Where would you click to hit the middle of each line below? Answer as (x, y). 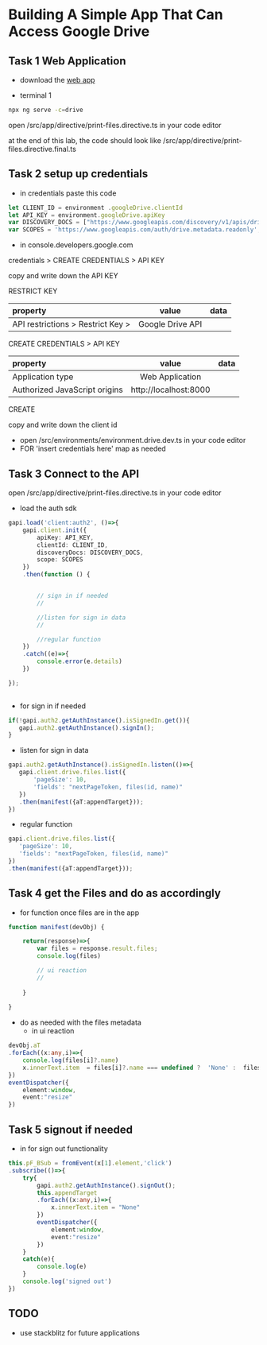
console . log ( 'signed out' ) (67, 1281)
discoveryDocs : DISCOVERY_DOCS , (91, 552)
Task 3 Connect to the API (74, 473)
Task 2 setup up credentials (78, 174)
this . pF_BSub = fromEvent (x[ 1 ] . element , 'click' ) (90, 1163)
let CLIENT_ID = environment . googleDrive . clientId (95, 207)
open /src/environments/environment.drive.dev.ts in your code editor (133, 440)
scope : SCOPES (60, 560)
